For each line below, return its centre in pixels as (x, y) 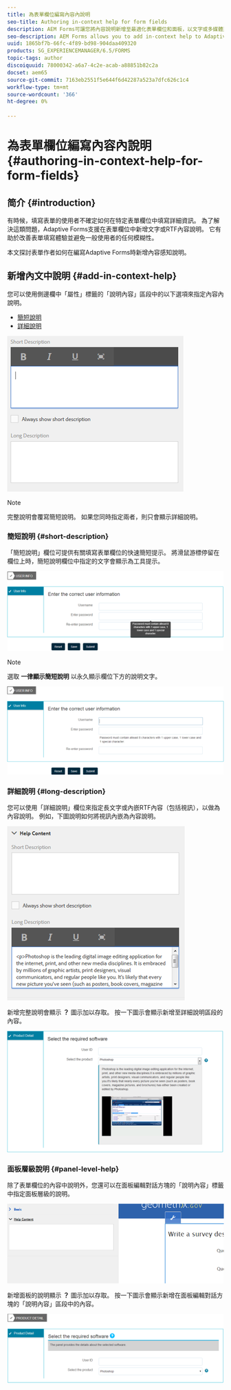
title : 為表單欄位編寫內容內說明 (49, 14)
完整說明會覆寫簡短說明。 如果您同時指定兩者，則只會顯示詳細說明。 (104, 517)
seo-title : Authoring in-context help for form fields (87, 22)
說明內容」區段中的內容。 (61, 1304)
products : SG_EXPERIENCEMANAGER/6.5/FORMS (69, 51)
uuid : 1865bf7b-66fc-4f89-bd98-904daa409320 (72, 44)
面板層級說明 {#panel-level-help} (63, 1168)
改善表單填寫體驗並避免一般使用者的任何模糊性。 (88, 238)
